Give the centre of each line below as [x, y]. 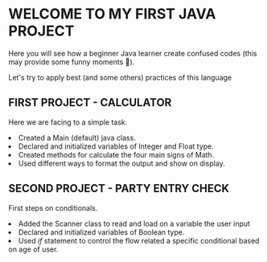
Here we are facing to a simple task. [68, 122]
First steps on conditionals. [53, 208]
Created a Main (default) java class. [78, 137]
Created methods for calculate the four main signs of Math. [117, 154]
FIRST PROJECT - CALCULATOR [90, 102]
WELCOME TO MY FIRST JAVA [112, 14]
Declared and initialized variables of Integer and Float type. [117, 146]
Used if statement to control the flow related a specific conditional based [139, 240]
